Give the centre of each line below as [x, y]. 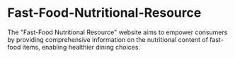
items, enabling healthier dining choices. [81, 47]
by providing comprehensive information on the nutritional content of [108, 39]
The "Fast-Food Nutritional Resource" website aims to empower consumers [117, 32]
